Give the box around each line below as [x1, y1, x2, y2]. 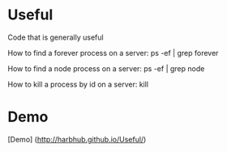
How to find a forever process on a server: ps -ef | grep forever [7, 48, 219, 57]
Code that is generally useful [7, 32, 104, 42]
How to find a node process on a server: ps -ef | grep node [7, 63, 205, 74]
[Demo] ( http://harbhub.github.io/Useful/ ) [7, 134, 147, 144]
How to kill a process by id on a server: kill [7, 79, 149, 89]
